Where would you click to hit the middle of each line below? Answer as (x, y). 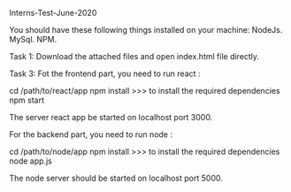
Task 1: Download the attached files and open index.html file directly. (134, 56)
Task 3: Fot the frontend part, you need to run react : (105, 73)
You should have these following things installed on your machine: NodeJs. (146, 30)
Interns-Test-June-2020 (53, 13)
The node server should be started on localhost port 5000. (116, 178)
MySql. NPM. (33, 39)
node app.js (31, 161)
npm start (27, 100)
